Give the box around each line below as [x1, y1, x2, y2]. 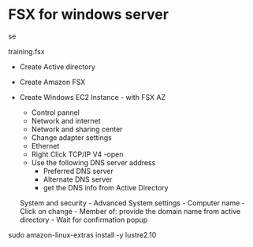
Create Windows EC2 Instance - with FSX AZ [19, 92, 166, 101]
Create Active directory [19, 61, 96, 72]
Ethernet [31, 141, 60, 150]
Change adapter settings [31, 132, 112, 142]
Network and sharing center [31, 124, 123, 134]
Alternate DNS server [43, 175, 113, 184]
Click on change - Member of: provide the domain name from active [19, 206, 241, 216]
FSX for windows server [8, 6, 169, 24]
